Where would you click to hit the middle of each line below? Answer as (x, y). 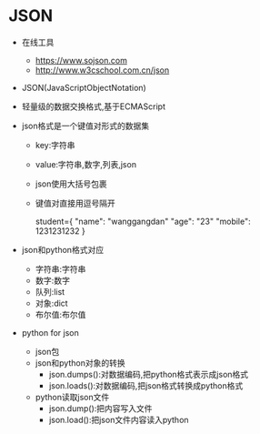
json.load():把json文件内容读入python (119, 419)
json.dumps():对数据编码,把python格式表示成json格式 (149, 374)
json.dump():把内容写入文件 (100, 408)
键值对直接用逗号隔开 (75, 203)
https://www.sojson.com (81, 60)
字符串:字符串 (60, 268)
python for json (50, 332)
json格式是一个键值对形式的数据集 (85, 126)
